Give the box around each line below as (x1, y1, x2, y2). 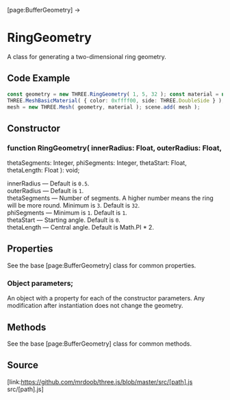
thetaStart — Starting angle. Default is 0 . (7, 216, 121, 224)
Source (7, 359, 39, 371)
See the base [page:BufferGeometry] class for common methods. (7, 340, 192, 348)
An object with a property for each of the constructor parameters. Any (7, 294, 205, 302)
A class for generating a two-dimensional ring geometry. (7, 52, 166, 60)
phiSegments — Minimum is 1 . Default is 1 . (7, 209, 128, 217)
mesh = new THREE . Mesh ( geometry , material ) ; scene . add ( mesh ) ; (7, 103, 201, 111)
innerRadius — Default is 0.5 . (7, 179, 90, 188)
